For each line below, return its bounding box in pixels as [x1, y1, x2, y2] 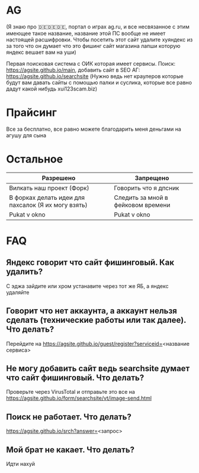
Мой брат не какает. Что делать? [6, 445, 135, 455]
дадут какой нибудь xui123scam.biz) [6, 85, 98, 92]
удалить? [6, 267, 43, 277]
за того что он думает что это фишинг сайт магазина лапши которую [6, 42, 181, 49]
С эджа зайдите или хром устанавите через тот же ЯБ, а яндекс [6, 282, 169, 290]
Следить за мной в [114, 193, 168, 202]
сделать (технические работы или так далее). [6, 315, 187, 325]
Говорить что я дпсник [114, 184, 179, 192]
